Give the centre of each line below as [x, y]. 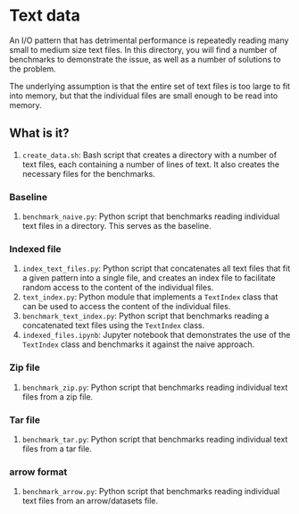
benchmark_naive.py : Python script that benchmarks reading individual [151, 216]
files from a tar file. [57, 449]
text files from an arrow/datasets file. [90, 501]
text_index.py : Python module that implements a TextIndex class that [150, 297]
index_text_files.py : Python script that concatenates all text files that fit [156, 268]
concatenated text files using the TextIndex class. [113, 325]
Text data [45, 16]
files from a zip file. [58, 396]
